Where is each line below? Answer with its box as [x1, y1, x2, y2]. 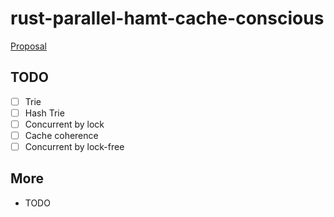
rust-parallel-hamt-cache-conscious [10, 7, 325, 30]
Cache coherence [24, 129, 99, 141]
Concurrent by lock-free [24, 141, 125, 152]
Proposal [10, 40, 47, 52]
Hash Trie [24, 107, 65, 119]
